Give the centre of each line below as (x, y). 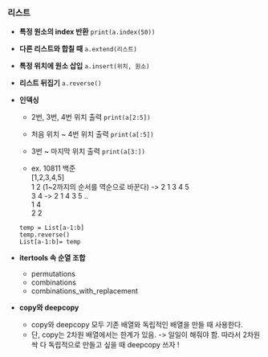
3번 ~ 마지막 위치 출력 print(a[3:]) (88, 151)
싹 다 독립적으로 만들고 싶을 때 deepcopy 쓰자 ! (105, 345)
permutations (53, 274)
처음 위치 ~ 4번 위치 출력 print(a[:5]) (92, 134)
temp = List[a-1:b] (52, 228)
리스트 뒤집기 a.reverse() (60, 83)
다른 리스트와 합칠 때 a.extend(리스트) (78, 49)
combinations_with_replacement (84, 291)
